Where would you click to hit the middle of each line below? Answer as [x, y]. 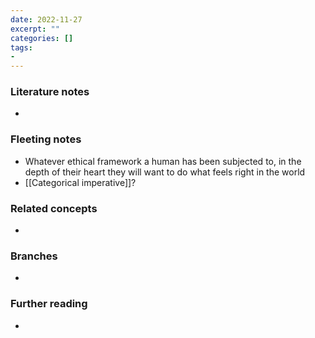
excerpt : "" [35, 29]
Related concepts [54, 208]
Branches [34, 256]
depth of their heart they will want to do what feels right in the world [165, 172]
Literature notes [50, 92]
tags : [21, 47]
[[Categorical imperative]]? [80, 182]
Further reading [49, 304]
